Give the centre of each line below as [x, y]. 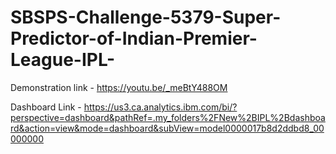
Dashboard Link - [46, 107]
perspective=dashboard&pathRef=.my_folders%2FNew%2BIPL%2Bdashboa [168, 117]
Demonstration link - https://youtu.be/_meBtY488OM [119, 87]
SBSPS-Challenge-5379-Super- [146, 17]
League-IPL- [63, 60]
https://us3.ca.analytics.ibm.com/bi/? [160, 107]
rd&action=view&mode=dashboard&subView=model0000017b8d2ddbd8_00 [167, 128]
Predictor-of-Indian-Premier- [134, 38]
